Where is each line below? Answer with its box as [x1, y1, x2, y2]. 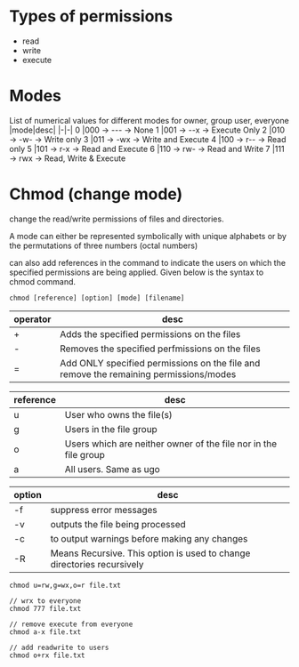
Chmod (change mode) [9, 184, 183, 205]
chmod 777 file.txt [9, 604, 82, 613]
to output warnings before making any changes [50, 532, 248, 544]
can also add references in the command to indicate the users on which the [9, 257, 287, 268]
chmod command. [9, 276, 77, 286]
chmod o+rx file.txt [9, 651, 86, 660]
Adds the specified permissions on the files [60, 327, 241, 340]
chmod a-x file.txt [9, 627, 82, 637]
